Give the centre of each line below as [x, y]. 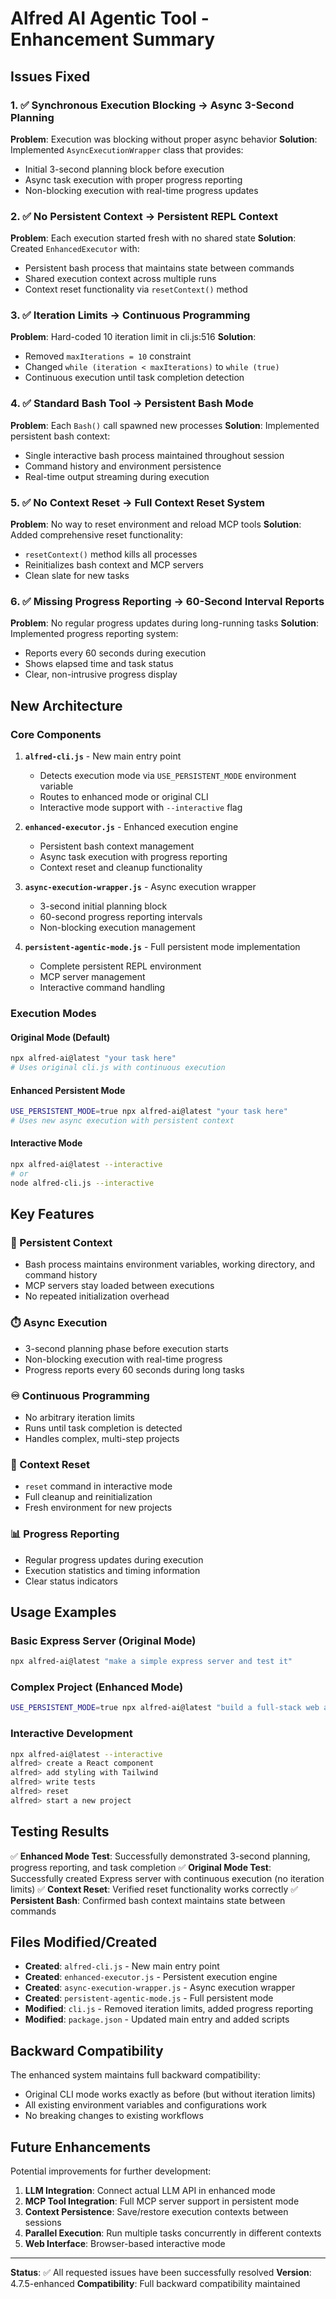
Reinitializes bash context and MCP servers [114, 565]
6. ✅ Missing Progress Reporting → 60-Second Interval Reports [167, 601]
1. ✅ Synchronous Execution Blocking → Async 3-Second [152, 105]
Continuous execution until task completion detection [134, 378]
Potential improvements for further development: [111, 2171]
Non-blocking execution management [117, 928]
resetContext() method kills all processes [111, 554]
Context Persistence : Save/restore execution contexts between [156, 2212]
